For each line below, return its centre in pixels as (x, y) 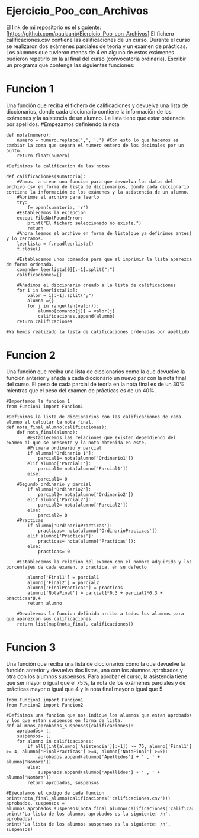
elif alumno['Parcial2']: (60, 499)
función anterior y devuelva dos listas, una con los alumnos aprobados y (95, 670)
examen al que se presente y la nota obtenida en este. (76, 443)
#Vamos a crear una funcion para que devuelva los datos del (95, 182)
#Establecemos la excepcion (51, 212)
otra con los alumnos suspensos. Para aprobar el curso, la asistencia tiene (97, 676)
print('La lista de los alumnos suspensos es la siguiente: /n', (88, 824)
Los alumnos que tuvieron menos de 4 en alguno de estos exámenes (90, 52)
